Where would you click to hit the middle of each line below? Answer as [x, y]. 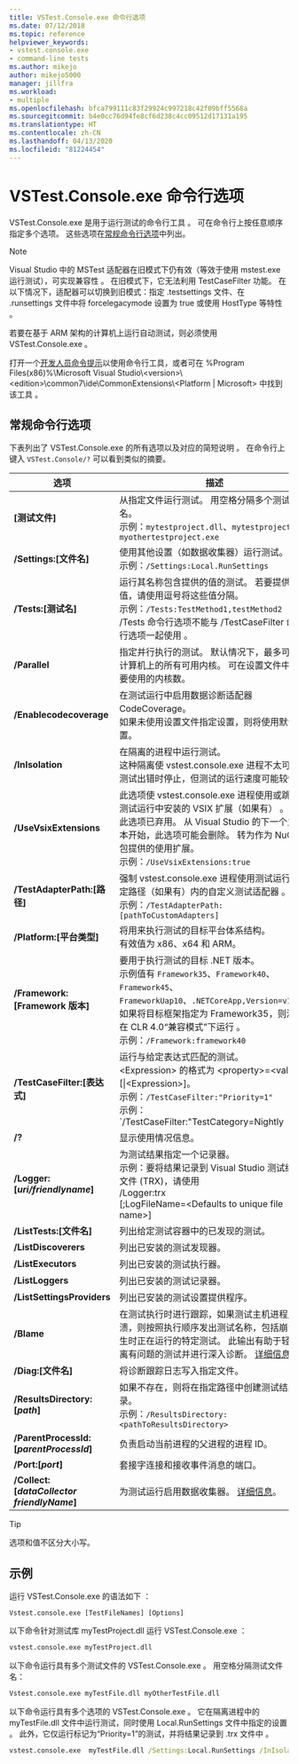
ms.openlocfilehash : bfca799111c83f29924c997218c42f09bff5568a [129, 108]
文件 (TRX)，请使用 [159, 1181]
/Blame [29, 1334]
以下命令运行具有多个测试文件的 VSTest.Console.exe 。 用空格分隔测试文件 [146, 1666]
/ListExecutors [45, 1264]
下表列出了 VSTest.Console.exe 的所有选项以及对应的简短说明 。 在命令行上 [147, 448]
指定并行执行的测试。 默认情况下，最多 [200, 652]
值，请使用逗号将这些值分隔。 [181, 595]
